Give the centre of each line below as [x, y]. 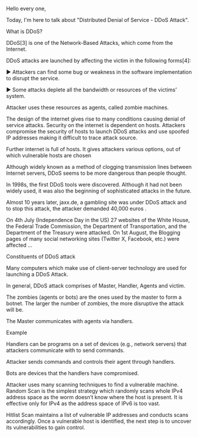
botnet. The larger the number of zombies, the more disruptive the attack [95, 303]
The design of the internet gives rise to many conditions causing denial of [96, 119]
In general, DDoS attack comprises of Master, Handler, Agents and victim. [96, 286]
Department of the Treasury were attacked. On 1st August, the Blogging [93, 232]
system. [16, 96]
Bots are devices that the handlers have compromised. [72, 373]
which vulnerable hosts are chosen [49, 155]
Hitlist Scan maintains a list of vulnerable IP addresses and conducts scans [97, 415]
